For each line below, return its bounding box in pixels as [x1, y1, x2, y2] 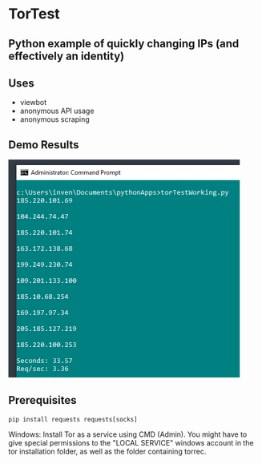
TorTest [8, 5, 60, 23]
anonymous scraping [19, 115, 90, 124]
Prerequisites [8, 393, 77, 407]
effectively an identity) [8, 49, 125, 63]
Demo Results [8, 138, 79, 151]
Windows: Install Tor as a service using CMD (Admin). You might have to [8, 430, 248, 439]
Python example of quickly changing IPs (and [8, 37, 240, 50]
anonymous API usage [19, 106, 95, 116]
